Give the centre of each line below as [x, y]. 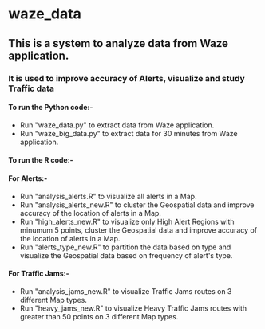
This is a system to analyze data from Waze [119, 43]
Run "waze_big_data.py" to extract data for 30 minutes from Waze [129, 133]
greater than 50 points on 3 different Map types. [99, 316]
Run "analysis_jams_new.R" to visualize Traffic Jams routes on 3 [126, 291]
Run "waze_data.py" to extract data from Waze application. [117, 125]
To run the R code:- [41, 160]
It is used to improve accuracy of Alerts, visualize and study [127, 78]
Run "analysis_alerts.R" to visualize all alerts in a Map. [108, 196]
